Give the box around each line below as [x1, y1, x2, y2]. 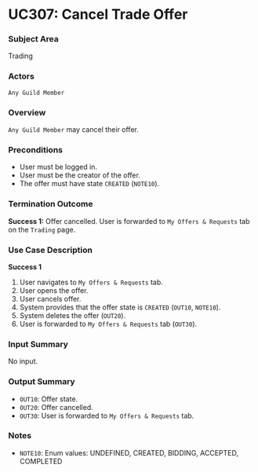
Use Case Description [8, 244, 93, 255]
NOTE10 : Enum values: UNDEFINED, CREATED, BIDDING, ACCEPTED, [19, 448, 239, 457]
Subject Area [8, 34, 59, 45]
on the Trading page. [8, 225, 76, 234]
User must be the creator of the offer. [19, 170, 141, 180]
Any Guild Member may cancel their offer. [8, 125, 139, 134]
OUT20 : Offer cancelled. [19, 402, 94, 412]
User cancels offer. [19, 294, 82, 303]
